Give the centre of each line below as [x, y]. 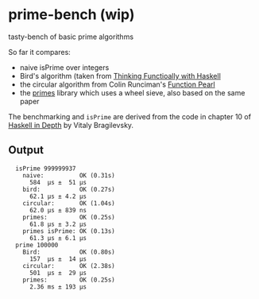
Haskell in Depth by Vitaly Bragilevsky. [71, 125]
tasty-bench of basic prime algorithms [71, 37]
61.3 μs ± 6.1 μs [58, 238]
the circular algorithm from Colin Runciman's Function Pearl [118, 84]
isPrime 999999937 [46, 169]
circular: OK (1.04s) [69, 203]
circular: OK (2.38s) [69, 266]
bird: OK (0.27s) [69, 189]
